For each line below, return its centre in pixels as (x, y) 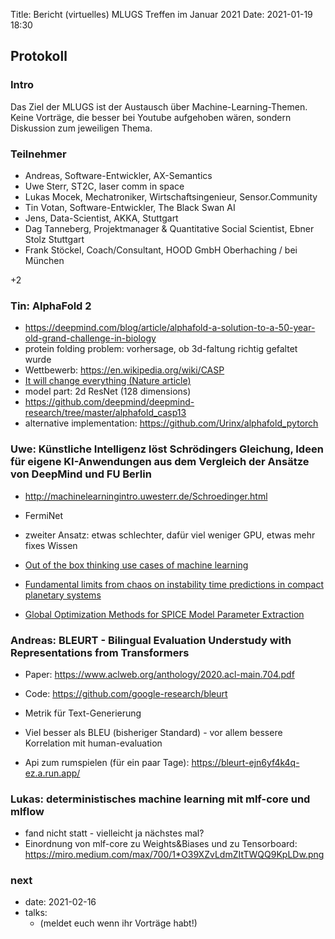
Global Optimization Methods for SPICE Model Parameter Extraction (164, 614)
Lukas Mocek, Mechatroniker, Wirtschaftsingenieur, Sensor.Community (171, 196)
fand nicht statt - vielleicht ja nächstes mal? (114, 833)
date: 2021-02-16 (60, 902)
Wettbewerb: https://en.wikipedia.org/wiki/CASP (124, 370)
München (44, 260)
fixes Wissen (51, 545)
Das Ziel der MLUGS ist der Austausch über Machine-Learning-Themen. (159, 106)
